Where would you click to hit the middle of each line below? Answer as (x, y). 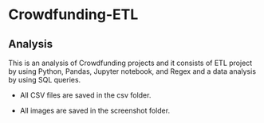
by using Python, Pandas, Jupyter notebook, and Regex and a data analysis (132, 71)
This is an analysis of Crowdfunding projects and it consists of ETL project (130, 63)
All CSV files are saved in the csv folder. (85, 95)
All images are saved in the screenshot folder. (95, 110)
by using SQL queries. (45, 80)
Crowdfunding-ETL (73, 15)
